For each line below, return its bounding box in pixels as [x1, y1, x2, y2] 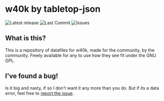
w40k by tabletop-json [5, 3, 101, 15]
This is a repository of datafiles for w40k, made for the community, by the [5, 47, 155, 53]
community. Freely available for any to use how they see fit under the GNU [5, 52, 157, 58]
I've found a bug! [5, 72, 58, 80]
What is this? [5, 34, 46, 42]
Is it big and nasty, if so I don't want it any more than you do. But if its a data [5, 85, 159, 91]
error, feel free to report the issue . [5, 90, 74, 96]
